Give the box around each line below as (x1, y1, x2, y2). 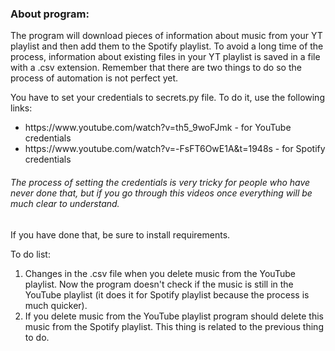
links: (10, 102, 33, 114)
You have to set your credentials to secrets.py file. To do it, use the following (10, 92, 325, 104)
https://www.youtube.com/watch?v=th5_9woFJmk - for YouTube (24, 122, 292, 134)
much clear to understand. (10, 197, 120, 209)
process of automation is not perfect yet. (10, 72, 179, 84)
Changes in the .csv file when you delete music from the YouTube (24, 267, 296, 279)
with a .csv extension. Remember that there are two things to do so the (10, 62, 302, 74)
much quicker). (24, 299, 88, 311)
